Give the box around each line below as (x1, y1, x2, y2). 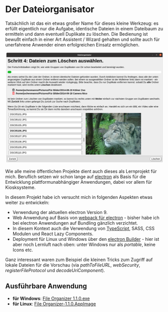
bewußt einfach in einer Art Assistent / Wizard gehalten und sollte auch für (5, 36, 160, 42)
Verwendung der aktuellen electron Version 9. (12, 209, 108, 215)
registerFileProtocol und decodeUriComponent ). (5, 267, 105, 273)
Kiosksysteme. (5, 184, 36, 190)
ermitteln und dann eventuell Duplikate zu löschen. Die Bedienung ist (5, 31, 148, 37)
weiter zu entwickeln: (5, 199, 49, 205)
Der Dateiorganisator (5, 4, 95, 15)
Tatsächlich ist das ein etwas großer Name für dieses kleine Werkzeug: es (5, 20, 159, 26)
